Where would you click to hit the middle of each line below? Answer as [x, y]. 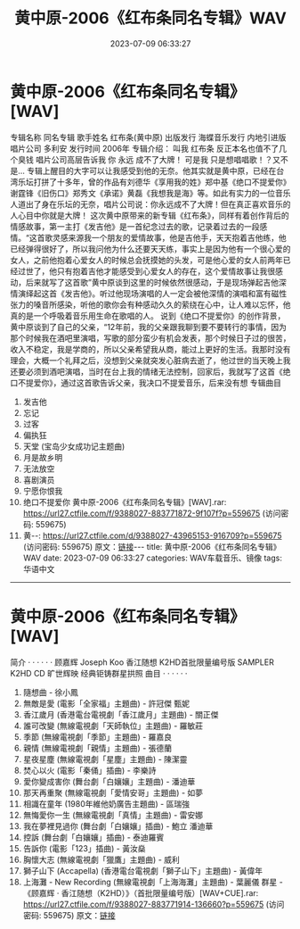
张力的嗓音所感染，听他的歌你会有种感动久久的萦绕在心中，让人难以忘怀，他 [150, 304]
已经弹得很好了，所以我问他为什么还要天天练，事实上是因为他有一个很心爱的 [150, 249]
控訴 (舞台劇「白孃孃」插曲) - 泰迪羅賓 [93, 837]
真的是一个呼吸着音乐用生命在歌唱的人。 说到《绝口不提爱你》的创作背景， [148, 315]
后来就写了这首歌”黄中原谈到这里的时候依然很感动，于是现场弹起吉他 [152, 282]
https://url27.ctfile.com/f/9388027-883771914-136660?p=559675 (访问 [154, 904]
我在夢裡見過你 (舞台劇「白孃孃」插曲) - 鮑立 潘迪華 [118, 825]
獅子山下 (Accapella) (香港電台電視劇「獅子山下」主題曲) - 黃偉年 [143, 870]
